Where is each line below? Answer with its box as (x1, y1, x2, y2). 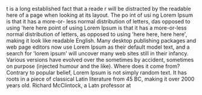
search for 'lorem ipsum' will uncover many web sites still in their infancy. (6, 50, 189, 57)
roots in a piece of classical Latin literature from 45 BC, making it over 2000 (6, 75, 195, 82)
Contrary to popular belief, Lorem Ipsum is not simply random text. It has (6, 69, 187, 76)
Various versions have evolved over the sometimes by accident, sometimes (6, 57, 194, 63)
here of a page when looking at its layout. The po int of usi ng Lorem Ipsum (6, 11, 194, 19)
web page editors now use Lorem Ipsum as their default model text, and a (6, 43, 190, 51)
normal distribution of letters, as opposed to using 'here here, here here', (6, 31, 187, 38)
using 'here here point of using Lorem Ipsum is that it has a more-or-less (6, 24, 187, 31)
